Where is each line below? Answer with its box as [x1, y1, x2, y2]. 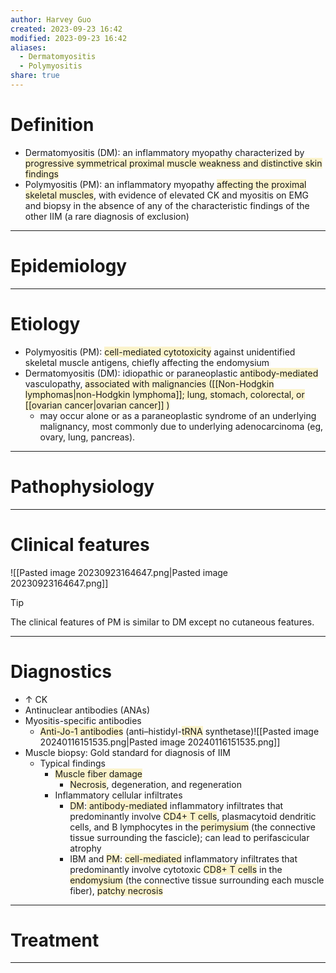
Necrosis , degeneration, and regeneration [69, 778, 242, 790]
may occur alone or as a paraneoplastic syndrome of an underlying [39, 409, 317, 421]
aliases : [10, 42, 47, 53]
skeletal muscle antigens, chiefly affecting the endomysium [24, 356, 270, 368]
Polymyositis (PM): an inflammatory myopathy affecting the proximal [24, 178, 307, 190]
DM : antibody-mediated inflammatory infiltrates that [69, 799, 284, 811]
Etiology [10, 312, 81, 335]
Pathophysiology [10, 475, 155, 498]
